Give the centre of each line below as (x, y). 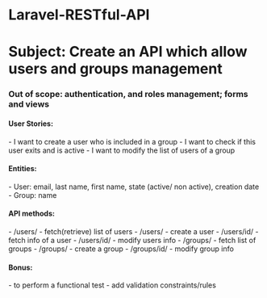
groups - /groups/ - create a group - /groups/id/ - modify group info (121, 249)
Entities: (23, 169)
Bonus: (21, 267)
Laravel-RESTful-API (79, 15)
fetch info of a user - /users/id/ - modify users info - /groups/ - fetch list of (132, 240)
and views (29, 104)
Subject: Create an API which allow (128, 52)
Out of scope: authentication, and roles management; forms (128, 94)
